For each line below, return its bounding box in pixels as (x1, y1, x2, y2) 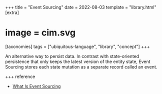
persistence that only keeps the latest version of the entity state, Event (5, 58, 151, 64)
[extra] (5, 9, 19, 15)
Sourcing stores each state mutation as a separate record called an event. (5, 63, 157, 69)
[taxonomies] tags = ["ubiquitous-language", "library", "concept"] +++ (5, 43, 150, 49)
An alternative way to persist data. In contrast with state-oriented (5, 53, 139, 59)
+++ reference (5, 73, 35, 79)
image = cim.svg (5, 27, 76, 38)
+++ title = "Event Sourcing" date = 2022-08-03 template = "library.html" (5, 4, 156, 10)
